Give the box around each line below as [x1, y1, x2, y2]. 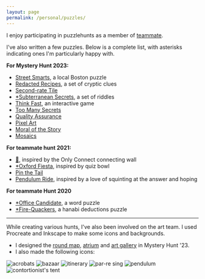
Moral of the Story [15, 125, 61, 133]
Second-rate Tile [15, 86, 58, 94]
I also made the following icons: [15, 248, 95, 255]
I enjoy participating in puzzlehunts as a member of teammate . [6, 31, 164, 39]
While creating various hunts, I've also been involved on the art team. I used [6, 223, 197, 230]
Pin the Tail [15, 169, 43, 176]
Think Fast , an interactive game [15, 99, 95, 107]
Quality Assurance [15, 113, 62, 120]
